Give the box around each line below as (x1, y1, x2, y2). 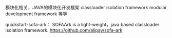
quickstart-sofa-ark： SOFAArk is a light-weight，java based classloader (5, 22, 160, 27)
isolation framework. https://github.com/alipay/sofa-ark (5, 27, 123, 33)
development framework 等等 (5, 11, 68, 17)
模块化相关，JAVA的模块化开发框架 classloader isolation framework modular (5, 5, 167, 10)
